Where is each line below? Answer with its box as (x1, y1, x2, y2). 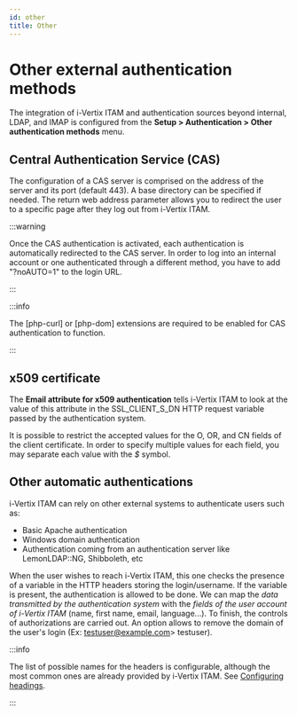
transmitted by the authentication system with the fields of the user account (9, 598, 287, 609)
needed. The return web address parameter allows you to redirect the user (9, 194, 282, 205)
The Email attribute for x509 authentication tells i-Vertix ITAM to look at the (9, 394, 288, 405)
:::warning (9, 221, 46, 232)
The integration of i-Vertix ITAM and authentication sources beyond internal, (9, 107, 287, 118)
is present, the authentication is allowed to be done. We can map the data (9, 589, 279, 600)
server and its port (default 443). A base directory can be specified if (9, 185, 262, 196)
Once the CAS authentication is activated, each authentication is (9, 239, 245, 249)
